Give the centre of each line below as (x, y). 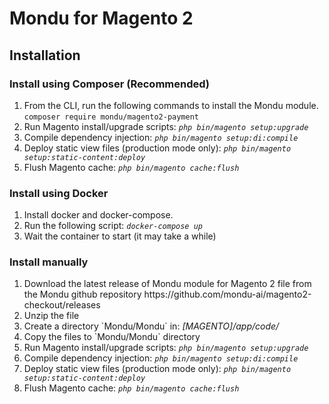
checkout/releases (62, 305)
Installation (45, 55)
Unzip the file (51, 316)
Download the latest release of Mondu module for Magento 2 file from (167, 284)
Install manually (49, 262)
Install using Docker (59, 193)
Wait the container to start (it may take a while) (120, 236)
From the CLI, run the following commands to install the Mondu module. (171, 105)
